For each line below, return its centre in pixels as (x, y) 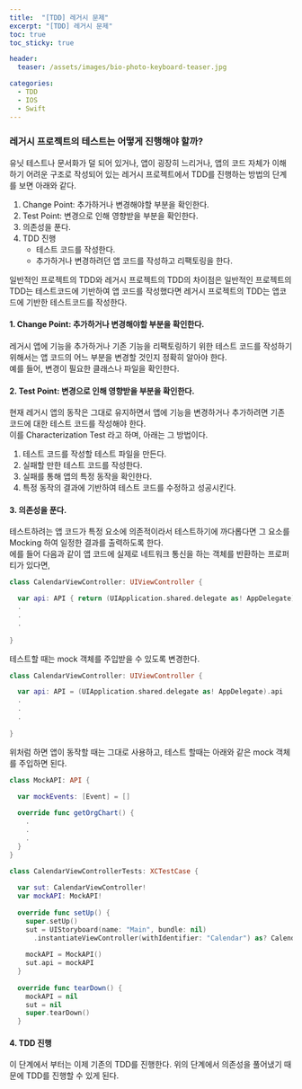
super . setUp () (52, 921)
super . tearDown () (58, 1013)
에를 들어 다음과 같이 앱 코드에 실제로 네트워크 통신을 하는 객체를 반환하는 (138, 554)
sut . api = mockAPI (60, 963)
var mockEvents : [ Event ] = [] (74, 796)
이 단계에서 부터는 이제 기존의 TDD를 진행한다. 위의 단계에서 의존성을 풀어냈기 (146, 1065)
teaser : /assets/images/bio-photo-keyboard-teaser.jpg (122, 67)
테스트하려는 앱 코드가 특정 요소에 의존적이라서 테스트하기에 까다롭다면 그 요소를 (150, 532)
